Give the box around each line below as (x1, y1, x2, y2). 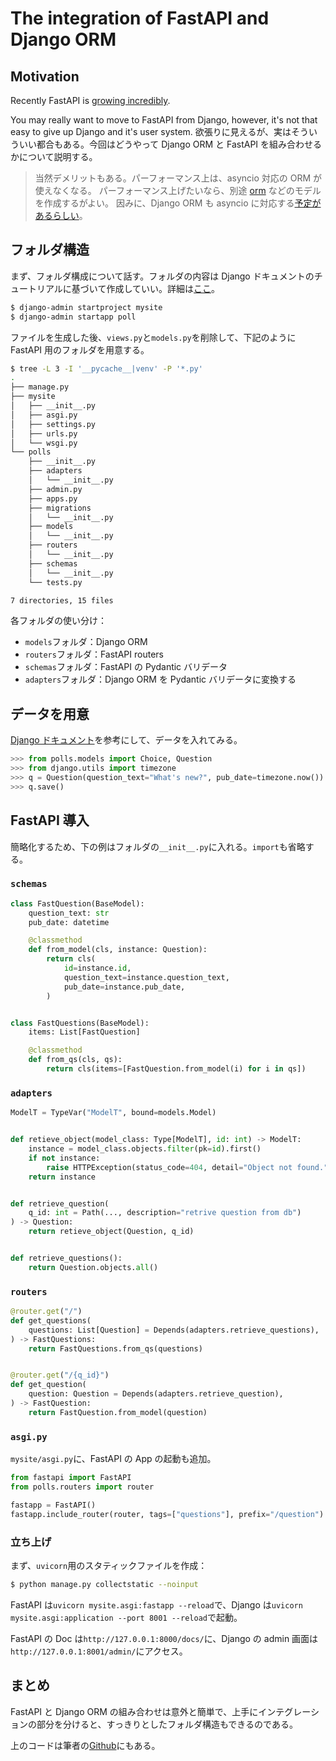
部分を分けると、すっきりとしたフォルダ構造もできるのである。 (36, 1718, 298, 1730)
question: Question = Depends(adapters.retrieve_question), (28, 1389, 284, 1399)
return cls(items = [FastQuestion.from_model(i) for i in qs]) (46, 1064, 307, 1074)
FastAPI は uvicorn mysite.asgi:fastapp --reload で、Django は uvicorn (10, 1598, 303, 1611)
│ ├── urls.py (10, 428, 78, 439)
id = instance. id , (63, 963, 132, 974)
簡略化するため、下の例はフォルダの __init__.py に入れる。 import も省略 (10, 840, 306, 852)
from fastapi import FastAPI (10, 1473, 132, 1483)
